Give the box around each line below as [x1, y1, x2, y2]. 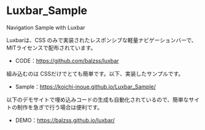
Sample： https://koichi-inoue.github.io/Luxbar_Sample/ [15, 83, 157, 90]
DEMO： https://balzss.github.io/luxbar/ [15, 117, 115, 124]
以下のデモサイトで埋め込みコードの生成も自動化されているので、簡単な [6, 96, 189, 103]
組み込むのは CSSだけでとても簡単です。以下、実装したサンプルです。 [6, 70, 184, 77]
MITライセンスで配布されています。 [6, 44, 96, 51]
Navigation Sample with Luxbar [6, 24, 85, 31]
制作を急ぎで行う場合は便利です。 [17, 103, 103, 110]
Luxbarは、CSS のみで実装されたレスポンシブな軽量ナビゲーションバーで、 [6, 36, 198, 43]
